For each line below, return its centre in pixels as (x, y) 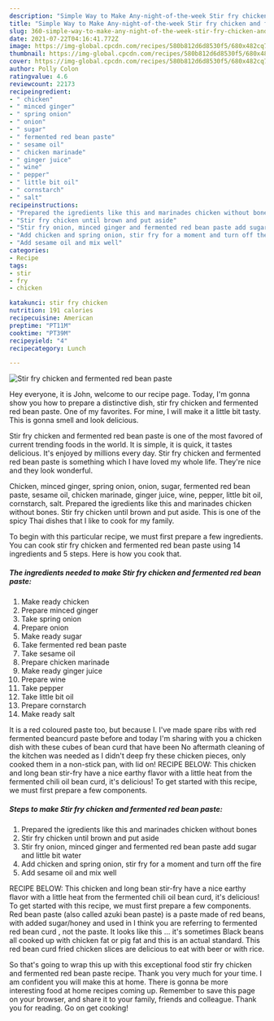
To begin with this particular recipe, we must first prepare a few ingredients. (136, 537)
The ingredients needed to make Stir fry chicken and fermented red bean (135, 572)
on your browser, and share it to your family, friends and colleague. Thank (133, 999)
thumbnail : (28, 54)
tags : (18, 265)
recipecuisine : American (51, 318)
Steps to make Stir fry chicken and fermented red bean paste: (116, 809)
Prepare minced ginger (59, 610)
